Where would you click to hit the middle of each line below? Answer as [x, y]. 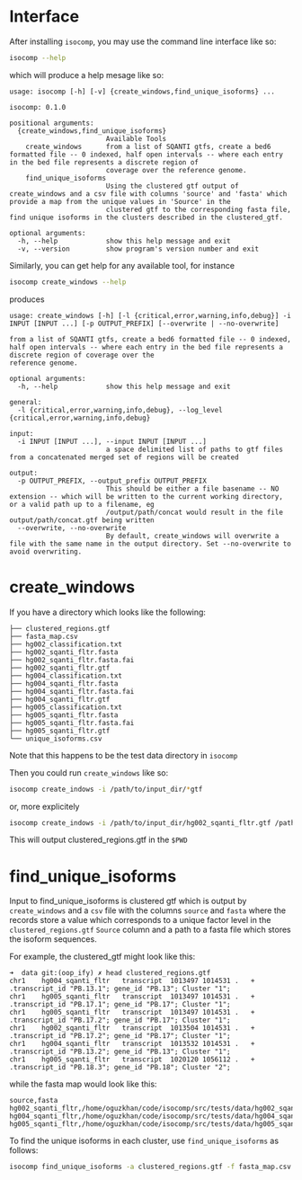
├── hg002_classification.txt [66, 644]
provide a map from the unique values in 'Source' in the [120, 201]
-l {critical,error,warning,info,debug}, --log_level [120, 410]
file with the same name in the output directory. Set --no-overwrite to [151, 544]
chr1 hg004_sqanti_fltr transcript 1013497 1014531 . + [132, 981]
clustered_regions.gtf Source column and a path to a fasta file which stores [150, 930]
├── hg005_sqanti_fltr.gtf [60, 731]
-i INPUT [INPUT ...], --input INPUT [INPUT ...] [112, 441]
